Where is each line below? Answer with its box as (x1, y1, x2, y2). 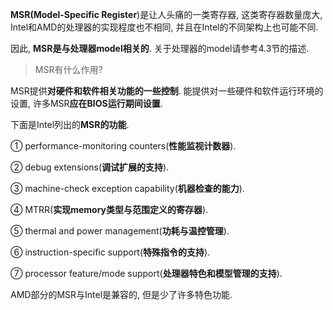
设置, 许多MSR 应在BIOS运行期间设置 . (10, 98, 163, 109)
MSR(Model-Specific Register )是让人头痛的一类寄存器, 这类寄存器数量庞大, (10, 9, 323, 20)
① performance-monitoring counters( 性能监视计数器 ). (10, 140, 237, 152)
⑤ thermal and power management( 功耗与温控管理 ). (10, 225, 230, 237)
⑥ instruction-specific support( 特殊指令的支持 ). (10, 246, 211, 258)
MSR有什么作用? (34, 64, 103, 75)
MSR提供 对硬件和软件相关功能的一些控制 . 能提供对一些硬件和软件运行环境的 (10, 85, 324, 97)
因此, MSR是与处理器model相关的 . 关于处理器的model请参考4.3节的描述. (10, 43, 310, 54)
